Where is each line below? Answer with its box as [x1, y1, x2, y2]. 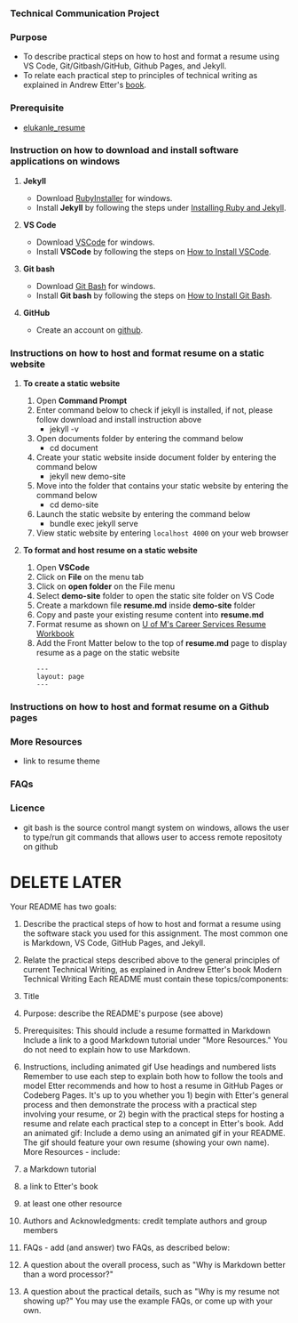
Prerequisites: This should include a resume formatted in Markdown [22, 1026, 271, 1037]
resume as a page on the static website [35, 648, 180, 658]
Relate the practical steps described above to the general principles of [22, 955, 280, 965]
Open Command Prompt [35, 395, 128, 407]
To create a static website [22, 378, 121, 389]
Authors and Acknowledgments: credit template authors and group [22, 1215, 268, 1226]
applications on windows [10, 155, 121, 167]
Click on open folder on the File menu [35, 581, 176, 592]
